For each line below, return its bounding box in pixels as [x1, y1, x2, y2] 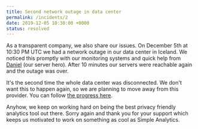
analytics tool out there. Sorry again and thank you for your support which [6, 110, 188, 117]
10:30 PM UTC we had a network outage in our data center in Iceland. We [6, 49, 187, 56]
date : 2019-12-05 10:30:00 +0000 [6, 20, 90, 26]
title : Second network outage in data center [6, 8, 121, 15]
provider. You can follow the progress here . [6, 92, 112, 99]
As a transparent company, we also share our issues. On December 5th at [6, 42, 188, 49]
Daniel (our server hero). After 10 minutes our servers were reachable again [6, 61, 193, 68]
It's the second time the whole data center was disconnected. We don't [6, 79, 182, 86]
